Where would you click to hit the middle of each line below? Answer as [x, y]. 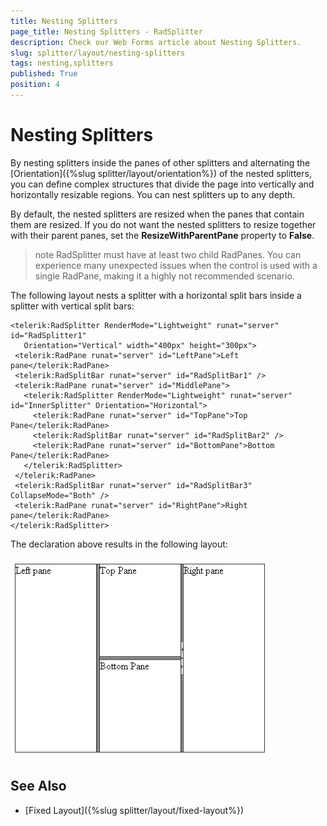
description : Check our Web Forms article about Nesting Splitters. [156, 42]
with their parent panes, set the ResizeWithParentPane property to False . [162, 235]
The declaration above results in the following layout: [119, 544]
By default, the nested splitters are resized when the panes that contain [157, 214]
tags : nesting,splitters [62, 63]
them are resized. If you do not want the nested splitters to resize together [163, 224]
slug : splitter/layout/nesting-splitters [98, 53]
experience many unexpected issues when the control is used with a [176, 265]
